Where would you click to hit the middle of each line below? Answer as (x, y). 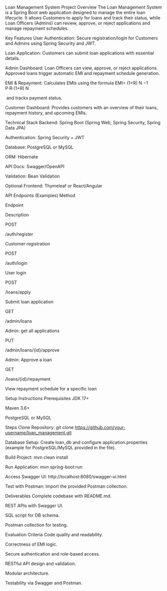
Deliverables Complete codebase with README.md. (58, 496)
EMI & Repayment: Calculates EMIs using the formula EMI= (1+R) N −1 (77, 83)
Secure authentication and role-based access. (53, 554)
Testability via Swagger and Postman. (44, 583)
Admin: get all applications (32, 331)
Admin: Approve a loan (29, 360)
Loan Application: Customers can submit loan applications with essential (80, 53)
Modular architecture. (27, 573)
